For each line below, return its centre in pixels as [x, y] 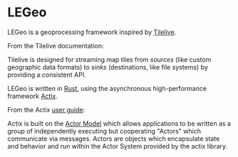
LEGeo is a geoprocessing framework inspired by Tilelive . [92, 32]
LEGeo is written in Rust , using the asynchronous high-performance [107, 88]
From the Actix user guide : [46, 109]
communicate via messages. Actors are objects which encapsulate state [114, 139]
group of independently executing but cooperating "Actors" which [104, 131]
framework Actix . [33, 96]
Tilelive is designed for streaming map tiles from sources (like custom [109, 59]
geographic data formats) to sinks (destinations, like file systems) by [108, 67]
